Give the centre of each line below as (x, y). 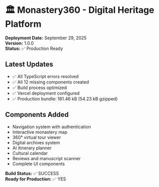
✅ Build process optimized (40, 88)
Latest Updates (29, 64)
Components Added (37, 115)
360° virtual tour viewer (37, 137)
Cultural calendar (30, 153)
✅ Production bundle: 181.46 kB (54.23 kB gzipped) (65, 98)
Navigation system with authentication (51, 127)
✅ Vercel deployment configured (46, 93)
